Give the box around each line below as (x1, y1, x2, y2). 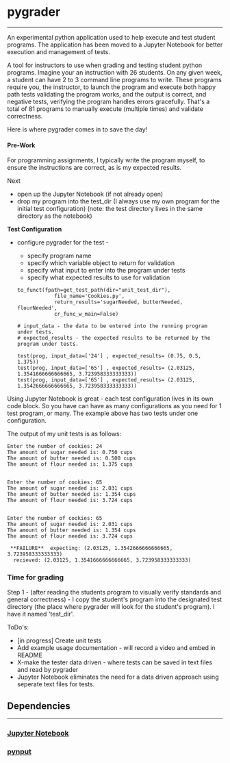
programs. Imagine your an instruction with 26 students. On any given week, (7, 68, 222, 76)
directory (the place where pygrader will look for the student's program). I (7, 603, 215, 611)
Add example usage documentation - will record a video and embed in (16, 644, 216, 652)
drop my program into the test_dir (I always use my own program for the (16, 197, 220, 205)
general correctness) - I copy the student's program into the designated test (7, 595, 222, 603)
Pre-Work (7, 141, 36, 149)
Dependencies (7, 700, 71, 712)
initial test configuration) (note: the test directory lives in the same (16, 205, 203, 213)
